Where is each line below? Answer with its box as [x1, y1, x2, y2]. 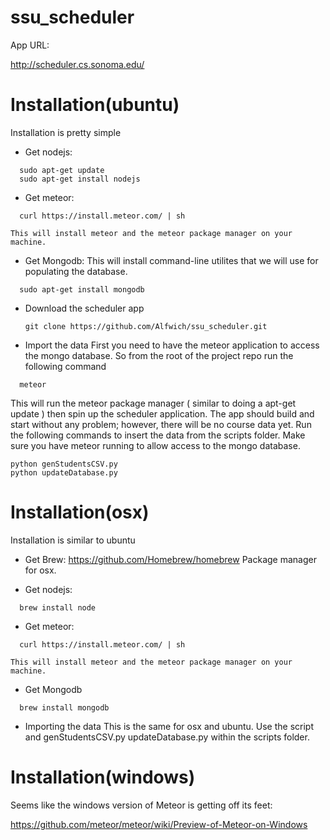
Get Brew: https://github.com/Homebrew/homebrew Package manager [24, 553, 317, 565]
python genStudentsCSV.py [10, 459, 118, 469]
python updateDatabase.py [10, 467, 118, 478]
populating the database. [24, 265, 128, 277]
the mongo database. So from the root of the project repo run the [24, 349, 294, 361]
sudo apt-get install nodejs [19, 174, 141, 184]
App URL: [10, 39, 50, 51]
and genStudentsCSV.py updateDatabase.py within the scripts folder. [24, 731, 310, 743]
